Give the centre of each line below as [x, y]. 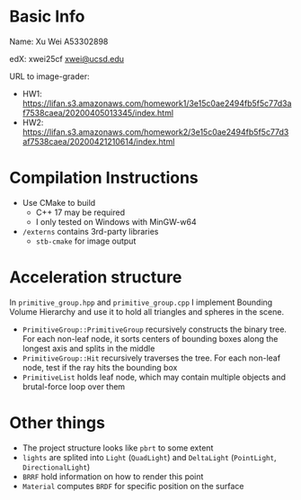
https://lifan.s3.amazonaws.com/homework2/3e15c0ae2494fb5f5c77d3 [155, 131]
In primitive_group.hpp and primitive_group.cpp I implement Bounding [141, 302]
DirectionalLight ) [56, 467]
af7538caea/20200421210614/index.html [98, 141]
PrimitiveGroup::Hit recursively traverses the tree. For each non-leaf [151, 358]
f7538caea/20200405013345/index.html [97, 112]
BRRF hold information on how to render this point [113, 476]
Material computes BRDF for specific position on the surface [133, 486]
